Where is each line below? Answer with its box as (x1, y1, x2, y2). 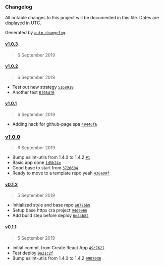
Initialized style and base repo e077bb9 (12, 202, 91, 208)
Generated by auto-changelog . (5, 30, 67, 36)
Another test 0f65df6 (12, 89, 55, 95)
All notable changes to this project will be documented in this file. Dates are (5, 15, 160, 21)
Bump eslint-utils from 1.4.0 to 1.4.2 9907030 (12, 255, 102, 261)
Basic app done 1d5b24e (12, 160, 61, 165)
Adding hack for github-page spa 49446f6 (12, 121, 98, 127)
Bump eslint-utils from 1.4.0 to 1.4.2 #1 (12, 155, 90, 160)
